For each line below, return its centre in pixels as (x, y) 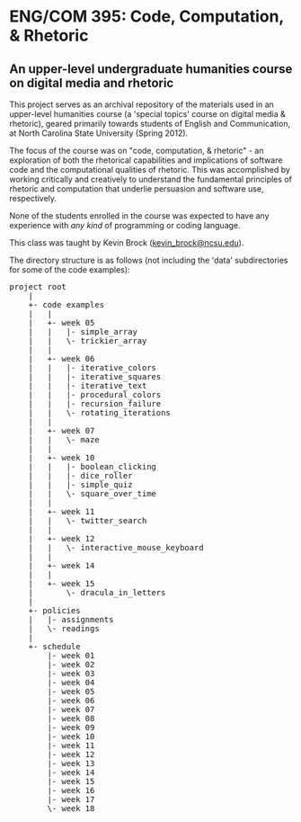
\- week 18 (71, 808)
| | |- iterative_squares (95, 376)
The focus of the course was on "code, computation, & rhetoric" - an (137, 151)
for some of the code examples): (70, 270)
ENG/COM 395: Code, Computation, (147, 17)
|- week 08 (71, 718)
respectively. (33, 198)
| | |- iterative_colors (93, 367)
